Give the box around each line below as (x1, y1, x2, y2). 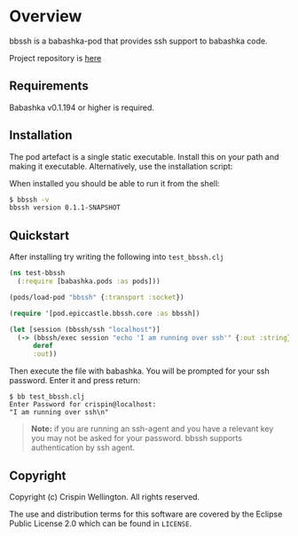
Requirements (9, 78, 89, 94)
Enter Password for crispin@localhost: (9, 400, 157, 409)
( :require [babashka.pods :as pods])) (17, 277, 161, 286)
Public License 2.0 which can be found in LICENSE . (9, 517, 192, 529)
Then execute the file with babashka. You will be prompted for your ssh (9, 366, 270, 376)
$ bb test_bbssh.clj (9, 392, 86, 401)
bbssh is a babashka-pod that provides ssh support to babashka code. (9, 35, 268, 46)
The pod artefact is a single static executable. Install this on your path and (9, 151, 279, 162)
